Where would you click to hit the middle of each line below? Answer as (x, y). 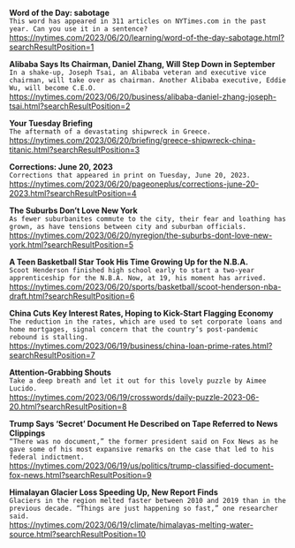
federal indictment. (47, 457)
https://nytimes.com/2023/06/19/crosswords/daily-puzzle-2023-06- (134, 397)
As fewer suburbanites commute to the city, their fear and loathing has (148, 219)
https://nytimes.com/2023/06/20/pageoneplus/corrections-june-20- (134, 184)
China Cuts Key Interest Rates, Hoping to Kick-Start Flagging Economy (141, 313)
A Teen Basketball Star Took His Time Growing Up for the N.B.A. (129, 262)
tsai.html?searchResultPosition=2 (70, 106)
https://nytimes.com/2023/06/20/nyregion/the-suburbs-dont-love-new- (141, 235)
